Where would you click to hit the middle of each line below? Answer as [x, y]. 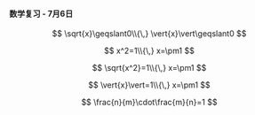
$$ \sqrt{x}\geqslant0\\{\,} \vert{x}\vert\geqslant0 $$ [149, 34]
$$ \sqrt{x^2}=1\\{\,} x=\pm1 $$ [149, 68]
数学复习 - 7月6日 [41, 13]
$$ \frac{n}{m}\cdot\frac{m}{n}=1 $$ [149, 103]
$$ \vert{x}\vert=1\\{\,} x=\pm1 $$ [149, 85]
